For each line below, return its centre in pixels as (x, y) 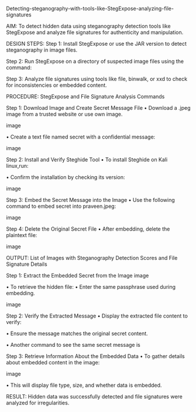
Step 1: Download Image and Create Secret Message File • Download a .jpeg (98, 108)
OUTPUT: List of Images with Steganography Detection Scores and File (92, 258)
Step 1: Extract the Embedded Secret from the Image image (78, 276)
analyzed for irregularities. (38, 403)
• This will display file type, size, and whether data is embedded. (84, 385)
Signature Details (27, 264)
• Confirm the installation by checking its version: (66, 177)
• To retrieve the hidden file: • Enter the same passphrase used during (91, 287)
